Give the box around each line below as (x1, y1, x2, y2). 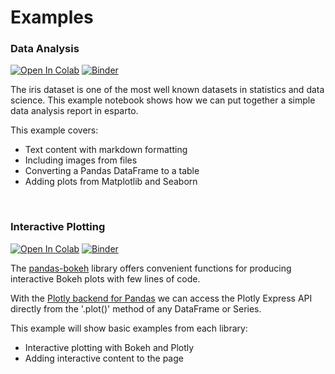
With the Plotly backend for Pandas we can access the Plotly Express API (10, 292, 313, 304)
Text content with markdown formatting (24, 144, 188, 156)
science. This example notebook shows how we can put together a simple (10, 94, 316, 106)
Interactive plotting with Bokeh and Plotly (24, 341, 195, 353)
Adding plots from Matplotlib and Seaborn (24, 176, 198, 188)
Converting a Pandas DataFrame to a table (24, 165, 200, 177)
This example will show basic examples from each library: (10, 322, 248, 334)
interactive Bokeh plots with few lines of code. (10, 272, 201, 285)
